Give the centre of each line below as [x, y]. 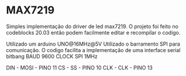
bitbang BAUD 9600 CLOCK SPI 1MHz [52, 56]
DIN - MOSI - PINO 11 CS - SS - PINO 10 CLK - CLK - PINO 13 [80, 67]
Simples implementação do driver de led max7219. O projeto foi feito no [92, 26]
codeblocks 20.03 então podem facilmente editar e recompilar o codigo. [93, 32]
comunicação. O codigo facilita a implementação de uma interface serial [93, 50]
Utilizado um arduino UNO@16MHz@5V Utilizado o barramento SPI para [93, 44]
